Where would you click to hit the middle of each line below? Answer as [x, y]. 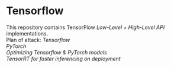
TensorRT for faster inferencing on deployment [64, 59]
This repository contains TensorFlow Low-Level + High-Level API [85, 27]
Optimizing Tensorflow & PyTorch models [57, 52]
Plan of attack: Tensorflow [38, 40]
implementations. [27, 33]
